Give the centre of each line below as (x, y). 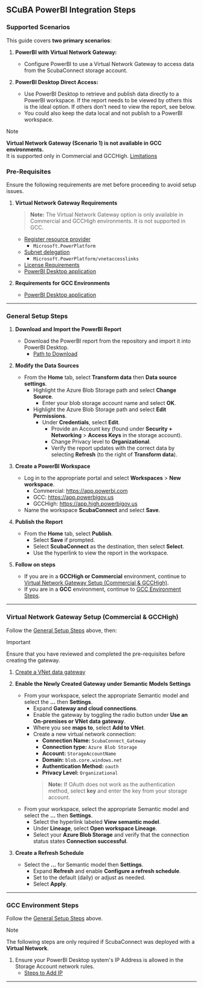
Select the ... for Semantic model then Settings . (84, 864)
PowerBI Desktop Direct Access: (56, 82)
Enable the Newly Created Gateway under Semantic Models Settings (103, 683)
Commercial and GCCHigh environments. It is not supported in (108, 221)
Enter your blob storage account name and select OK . (109, 403)
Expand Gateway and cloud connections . (85, 708)
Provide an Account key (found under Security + (112, 429)
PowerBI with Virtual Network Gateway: (66, 52)
